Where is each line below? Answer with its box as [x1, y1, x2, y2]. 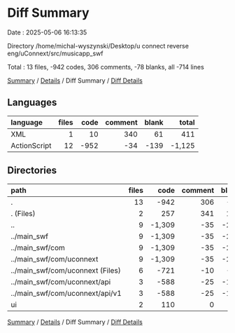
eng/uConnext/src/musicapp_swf [7, 49, 104, 57]
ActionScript [10, 140, 52, 150]
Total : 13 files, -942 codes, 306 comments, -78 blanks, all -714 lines [7, 62, 204, 71]
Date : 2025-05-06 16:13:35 [7, 28, 87, 36]
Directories [7, 165, 57, 177]
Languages [7, 97, 57, 109]
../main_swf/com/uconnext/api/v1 [10, 288, 122, 298]
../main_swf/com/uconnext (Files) [10, 265, 121, 275]
